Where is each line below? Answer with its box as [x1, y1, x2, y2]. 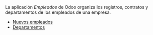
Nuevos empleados [12, 19, 53, 25]
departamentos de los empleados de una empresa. [5, 9, 111, 15]
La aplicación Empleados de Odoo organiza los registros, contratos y [5, 4, 148, 10]
